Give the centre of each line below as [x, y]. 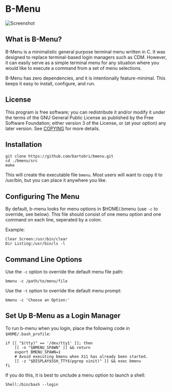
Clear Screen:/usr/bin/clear [36, 239]
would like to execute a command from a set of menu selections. [74, 68]
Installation [24, 144]
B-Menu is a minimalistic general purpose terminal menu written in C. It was [85, 51]
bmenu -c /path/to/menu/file [36, 281]
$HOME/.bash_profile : [28, 333]
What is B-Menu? [34, 39]
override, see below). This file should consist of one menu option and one [83, 214]
